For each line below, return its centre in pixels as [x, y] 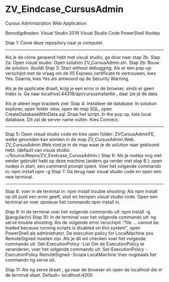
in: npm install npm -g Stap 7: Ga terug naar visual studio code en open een [83, 171]
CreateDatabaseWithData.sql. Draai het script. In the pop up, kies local [78, 114]
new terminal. [19, 177]
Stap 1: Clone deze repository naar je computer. [55, 43]
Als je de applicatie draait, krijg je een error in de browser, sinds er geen [80, 88]
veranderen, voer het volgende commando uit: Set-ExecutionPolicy [75, 249]
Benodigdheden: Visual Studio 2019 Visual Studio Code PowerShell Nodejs [82, 33]
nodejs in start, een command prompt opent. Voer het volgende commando [83, 166]
